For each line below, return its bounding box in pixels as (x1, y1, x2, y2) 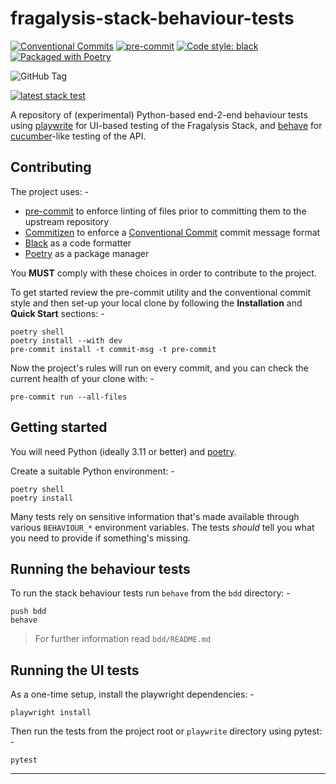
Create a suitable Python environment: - (10, 465, 175, 477)
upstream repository (24, 215, 110, 227)
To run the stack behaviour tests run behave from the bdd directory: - (10, 587, 291, 599)
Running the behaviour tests (10, 560, 191, 577)
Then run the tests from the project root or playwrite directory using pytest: (10, 725, 323, 737)
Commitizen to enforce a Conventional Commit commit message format (24, 226, 321, 238)
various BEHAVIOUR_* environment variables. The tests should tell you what (10, 521, 315, 533)
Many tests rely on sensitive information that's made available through (10, 510, 300, 522)
